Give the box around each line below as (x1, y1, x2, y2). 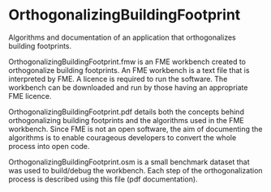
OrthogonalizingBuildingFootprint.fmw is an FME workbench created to (8, 57, 246, 66)
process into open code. (8, 141, 90, 151)
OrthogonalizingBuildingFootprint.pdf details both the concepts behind (8, 107, 245, 117)
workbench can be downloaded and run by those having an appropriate (8, 83, 248, 92)
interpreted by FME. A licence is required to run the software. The (8, 74, 228, 83)
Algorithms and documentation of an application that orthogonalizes (8, 32, 237, 42)
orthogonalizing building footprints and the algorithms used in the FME (8, 115, 245, 125)
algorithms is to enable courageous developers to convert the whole (8, 132, 237, 143)
